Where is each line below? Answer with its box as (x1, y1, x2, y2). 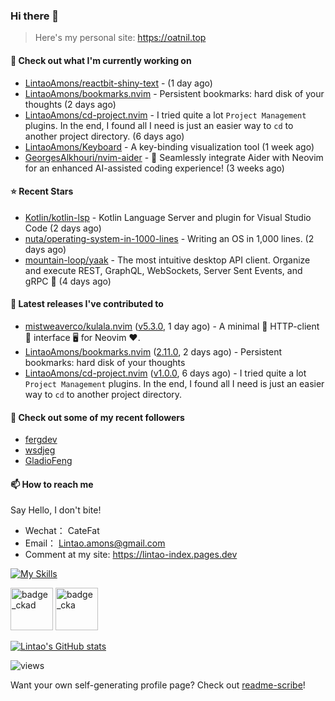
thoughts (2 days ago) (24, 98, 117, 110)
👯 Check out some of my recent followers (10, 411, 185, 423)
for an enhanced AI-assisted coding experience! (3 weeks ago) (24, 162, 285, 174)
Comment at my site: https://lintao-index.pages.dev (24, 549, 238, 561)
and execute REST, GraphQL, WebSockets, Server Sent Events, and (24, 264, 303, 276)
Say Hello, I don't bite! (10, 504, 102, 516)
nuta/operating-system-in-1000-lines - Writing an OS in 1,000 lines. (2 (24, 232, 315, 244)
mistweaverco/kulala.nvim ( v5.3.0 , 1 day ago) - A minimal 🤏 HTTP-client (24, 320, 320, 332)
